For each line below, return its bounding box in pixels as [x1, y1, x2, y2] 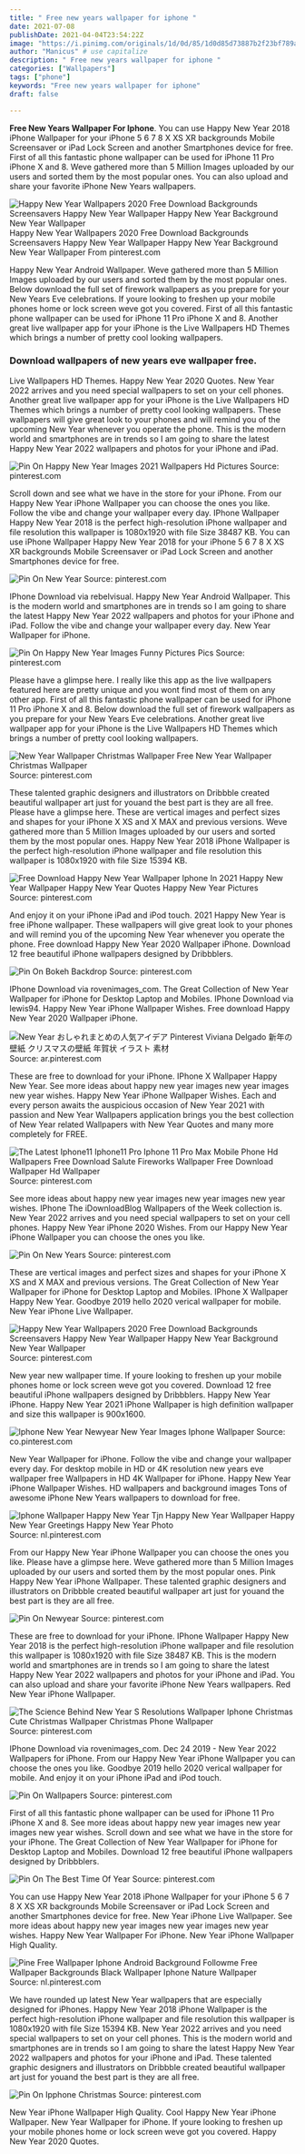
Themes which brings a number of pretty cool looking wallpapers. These [9, 404, 281, 415]
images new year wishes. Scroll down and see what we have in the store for [9, 1826, 293, 1837]
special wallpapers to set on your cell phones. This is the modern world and [9, 2032, 293, 2044]
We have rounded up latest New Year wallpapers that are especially [9, 1994, 262, 2005]
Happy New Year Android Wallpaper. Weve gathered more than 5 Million [9, 264, 279, 275]
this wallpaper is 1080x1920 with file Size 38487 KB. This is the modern [9, 1650, 277, 1661]
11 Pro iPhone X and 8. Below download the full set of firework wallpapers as [9, 703, 295, 715]
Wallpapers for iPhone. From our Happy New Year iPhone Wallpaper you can [9, 1753, 296, 1763]
